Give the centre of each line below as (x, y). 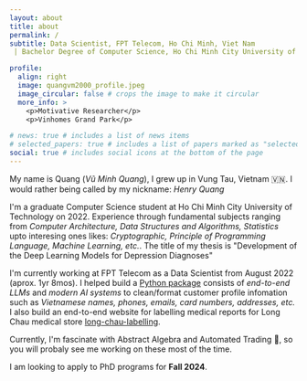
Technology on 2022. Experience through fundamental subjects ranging (145, 217)
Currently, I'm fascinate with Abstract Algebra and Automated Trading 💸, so (151, 339)
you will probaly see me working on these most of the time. (121, 349)
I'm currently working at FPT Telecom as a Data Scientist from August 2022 (152, 273)
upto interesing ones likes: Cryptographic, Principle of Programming (138, 236)
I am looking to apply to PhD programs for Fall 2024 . (108, 366)
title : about (34, 26)
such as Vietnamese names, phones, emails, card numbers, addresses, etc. (152, 302)
